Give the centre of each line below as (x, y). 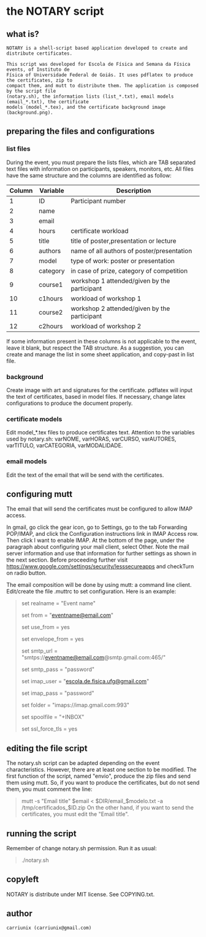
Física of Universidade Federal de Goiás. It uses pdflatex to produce (100, 75)
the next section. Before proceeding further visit (67, 560)
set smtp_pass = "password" (58, 669)
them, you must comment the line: (49, 789)
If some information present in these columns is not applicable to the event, (102, 341)
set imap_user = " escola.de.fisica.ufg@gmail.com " (85, 681)
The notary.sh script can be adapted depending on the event (83, 763)
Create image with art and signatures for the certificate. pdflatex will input (100, 390)
